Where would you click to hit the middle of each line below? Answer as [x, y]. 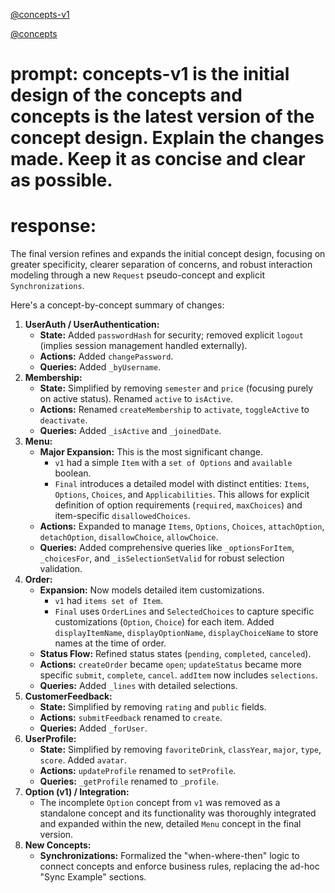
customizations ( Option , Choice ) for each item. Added [164, 622]
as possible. [61, 180]
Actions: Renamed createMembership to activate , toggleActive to [174, 410]
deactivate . [63, 420]
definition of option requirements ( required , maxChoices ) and [178, 505]
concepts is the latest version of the [162, 116]
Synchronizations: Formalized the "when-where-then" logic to [169, 856]
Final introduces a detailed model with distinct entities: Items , [182, 484]
